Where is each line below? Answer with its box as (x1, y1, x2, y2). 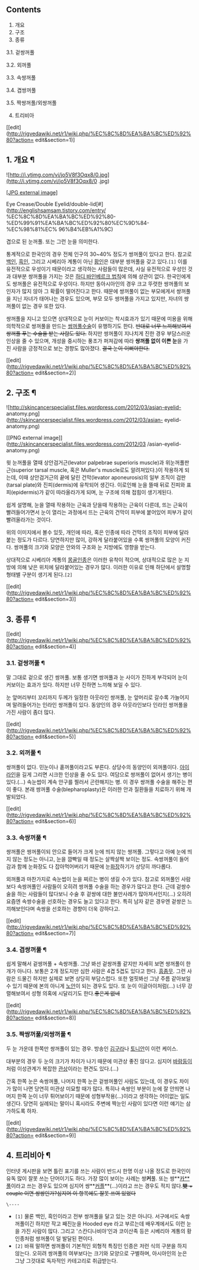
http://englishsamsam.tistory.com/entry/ (8, 207, 107, 214)
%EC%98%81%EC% (6, 226, 57, 233)
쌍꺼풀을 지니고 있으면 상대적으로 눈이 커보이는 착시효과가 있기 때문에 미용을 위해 (6, 315, 193, 322)
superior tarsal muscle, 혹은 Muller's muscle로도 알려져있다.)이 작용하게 (12, 466, 184, 474)
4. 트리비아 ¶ (6, 1151, 51, 1161)
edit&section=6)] (35, 817, 76, 824)
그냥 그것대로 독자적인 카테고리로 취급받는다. (14, 1257, 118, 1264)
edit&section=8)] (35, 1014, 76, 1021)
